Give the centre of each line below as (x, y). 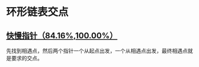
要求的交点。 (27, 58)
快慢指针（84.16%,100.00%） (62, 36)
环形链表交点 (38, 12)
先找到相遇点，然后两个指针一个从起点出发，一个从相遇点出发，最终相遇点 (97, 51)
